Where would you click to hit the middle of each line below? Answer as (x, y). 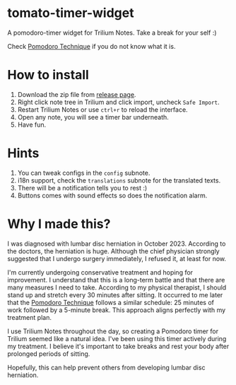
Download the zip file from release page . (77, 94)
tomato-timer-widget (71, 13)
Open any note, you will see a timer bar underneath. (93, 117)
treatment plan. (29, 317)
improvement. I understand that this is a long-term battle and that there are (116, 280)
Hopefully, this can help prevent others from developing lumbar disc (106, 367)
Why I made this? (59, 224)
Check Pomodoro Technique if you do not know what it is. (92, 46)
